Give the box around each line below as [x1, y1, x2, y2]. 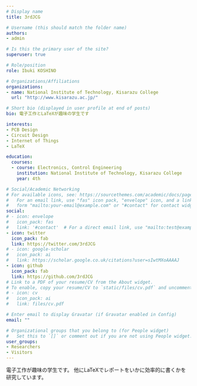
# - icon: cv [6, 290, 38, 296]
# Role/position [6, 62, 46, 68]
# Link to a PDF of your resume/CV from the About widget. [6, 279, 154, 285]
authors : [6, 30, 28, 36]
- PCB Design [6, 127, 38, 133]
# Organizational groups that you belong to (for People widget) [6, 327, 169, 334]
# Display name [6, 8, 43, 15]
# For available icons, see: [6, 192, 77, 197]
